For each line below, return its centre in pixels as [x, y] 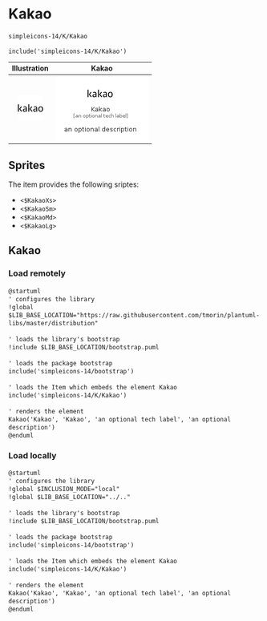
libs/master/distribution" [53, 323]
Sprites [27, 165]
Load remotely [37, 273]
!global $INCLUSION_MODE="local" [64, 489]
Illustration [30, 68]
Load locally [32, 455]
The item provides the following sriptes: [74, 184]
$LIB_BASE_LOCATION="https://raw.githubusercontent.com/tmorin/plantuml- [134, 315]
